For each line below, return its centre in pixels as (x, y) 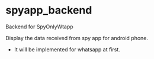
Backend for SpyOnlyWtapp (39, 27)
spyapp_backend (49, 10)
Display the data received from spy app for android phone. (77, 38)
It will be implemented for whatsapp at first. (67, 49)
